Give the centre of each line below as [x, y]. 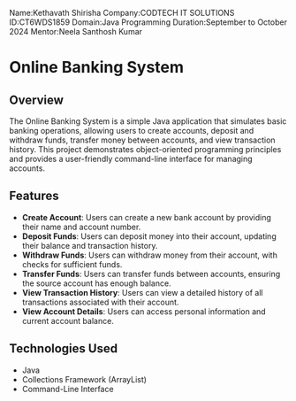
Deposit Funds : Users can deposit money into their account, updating [149, 236]
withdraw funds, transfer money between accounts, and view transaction [142, 140]
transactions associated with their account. [100, 302]
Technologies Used [63, 349]
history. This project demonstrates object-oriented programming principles [145, 149]
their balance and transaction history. [90, 245]
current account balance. [68, 320]
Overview [37, 100]
